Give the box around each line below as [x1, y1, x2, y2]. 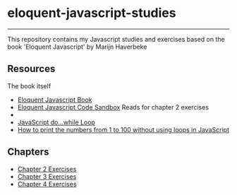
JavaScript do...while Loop [17, 118, 95, 126]
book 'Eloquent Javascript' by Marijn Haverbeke [7, 42, 147, 51]
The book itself [7, 81, 51, 90]
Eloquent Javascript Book [17, 95, 93, 104]
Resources [7, 63, 56, 75]
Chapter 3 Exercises [17, 172, 77, 181]
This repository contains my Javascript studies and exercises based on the [7, 35, 225, 43]
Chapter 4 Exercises [17, 179, 77, 188]
